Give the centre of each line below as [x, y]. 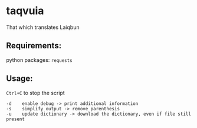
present [16, 119]
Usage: [20, 79]
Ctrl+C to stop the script [35, 93]
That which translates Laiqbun [43, 27]
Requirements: [34, 46]
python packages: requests [39, 60]
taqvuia [25, 11]
